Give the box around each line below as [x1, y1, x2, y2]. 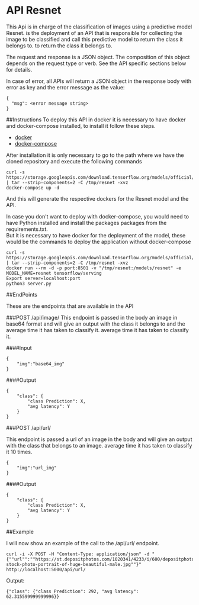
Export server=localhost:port [6, 275, 81, 281]
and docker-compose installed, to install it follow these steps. [6, 122, 156, 129]
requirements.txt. [6, 226, 49, 233]
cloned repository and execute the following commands [6, 157, 142, 165]
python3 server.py [6, 281, 52, 287]
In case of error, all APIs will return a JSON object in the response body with [6, 78, 192, 85]
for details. [6, 66, 33, 73]
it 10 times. [6, 448, 33, 455]
